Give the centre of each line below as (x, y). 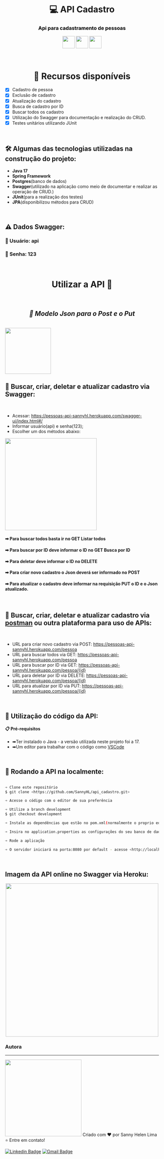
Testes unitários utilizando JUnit (44, 123)
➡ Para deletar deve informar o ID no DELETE (51, 561)
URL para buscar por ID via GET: (45, 665)
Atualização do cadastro (37, 101)
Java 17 (20, 171)
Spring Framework (31, 176)
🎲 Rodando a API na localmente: (54, 772)
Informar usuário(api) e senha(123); (48, 426)
